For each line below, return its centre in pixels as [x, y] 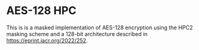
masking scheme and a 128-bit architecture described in [77, 34]
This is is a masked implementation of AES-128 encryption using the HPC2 [100, 27]
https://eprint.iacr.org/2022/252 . [47, 40]
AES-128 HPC [41, 11]
